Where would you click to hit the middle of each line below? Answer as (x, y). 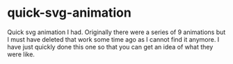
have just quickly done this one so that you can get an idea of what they (110, 47)
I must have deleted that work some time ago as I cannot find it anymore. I (113, 39)
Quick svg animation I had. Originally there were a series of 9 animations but (116, 32)
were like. (21, 54)
